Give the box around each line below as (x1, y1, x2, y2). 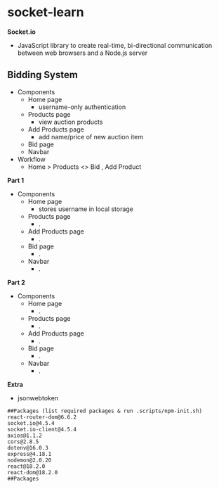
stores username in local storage (38, 205, 133, 213)
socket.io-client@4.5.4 (7, 426, 77, 433)
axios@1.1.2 (7, 432, 42, 439)
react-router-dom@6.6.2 (7, 413, 77, 421)
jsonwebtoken (17, 393, 58, 402)
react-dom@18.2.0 (7, 469, 58, 476)
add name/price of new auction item (38, 132, 144, 141)
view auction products (38, 118, 103, 126)
